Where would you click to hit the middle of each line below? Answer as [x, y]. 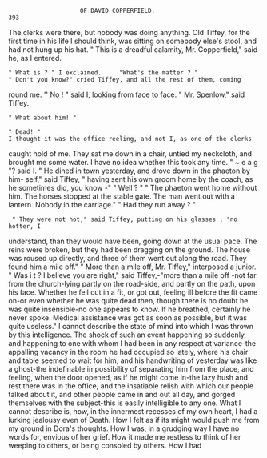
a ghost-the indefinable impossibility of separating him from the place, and [131, 369]
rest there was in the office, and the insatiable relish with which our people [131, 386]
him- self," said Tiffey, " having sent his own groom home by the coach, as [131, 179]
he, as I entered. [35, 58]
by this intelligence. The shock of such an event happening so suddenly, [127, 335]
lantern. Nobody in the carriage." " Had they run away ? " [102, 205]
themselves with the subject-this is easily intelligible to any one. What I [125, 403]
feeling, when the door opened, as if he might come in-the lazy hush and [128, 377]
